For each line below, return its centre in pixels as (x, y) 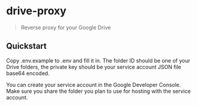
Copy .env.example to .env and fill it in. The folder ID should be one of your (98, 60)
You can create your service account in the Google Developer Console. (93, 85)
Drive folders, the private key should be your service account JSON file (94, 67)
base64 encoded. (28, 73)
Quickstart (27, 46)
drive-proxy (36, 11)
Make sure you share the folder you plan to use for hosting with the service (98, 91)
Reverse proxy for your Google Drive (66, 27)
